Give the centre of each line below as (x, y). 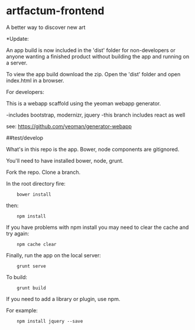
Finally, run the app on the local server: (54, 255)
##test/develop (25, 138)
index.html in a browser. (35, 80)
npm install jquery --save (50, 321)
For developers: (25, 92)
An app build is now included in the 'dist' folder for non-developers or (91, 50)
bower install (34, 194)
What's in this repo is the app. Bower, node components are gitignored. (93, 149)
